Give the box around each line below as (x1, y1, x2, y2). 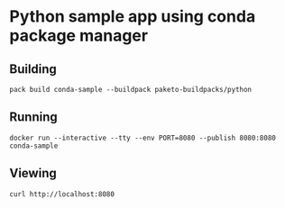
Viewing (9, 166, 57, 181)
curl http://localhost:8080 (9, 189, 115, 199)
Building (9, 61, 57, 77)
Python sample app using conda (9, 6, 256, 27)
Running (9, 110, 59, 125)
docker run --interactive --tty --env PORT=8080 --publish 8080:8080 (9, 133, 277, 142)
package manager (9, 25, 149, 46)
